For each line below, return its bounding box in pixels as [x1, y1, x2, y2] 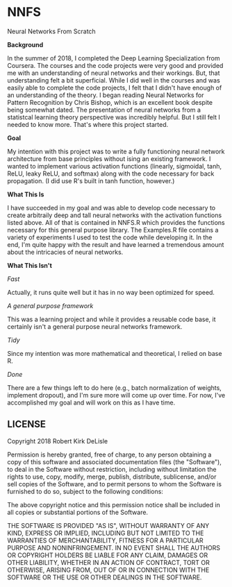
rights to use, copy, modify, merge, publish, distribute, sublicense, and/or [7, 473, 217, 481]
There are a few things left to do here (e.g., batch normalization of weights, [7, 383, 222, 392]
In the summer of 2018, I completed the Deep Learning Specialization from [7, 53, 220, 62]
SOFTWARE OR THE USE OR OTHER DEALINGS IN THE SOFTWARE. [7, 573, 202, 581]
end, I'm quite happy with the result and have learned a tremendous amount [7, 240, 224, 248]
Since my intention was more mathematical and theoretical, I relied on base [7, 349, 222, 357]
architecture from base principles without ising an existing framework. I [7, 154, 211, 163]
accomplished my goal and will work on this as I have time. [7, 398, 176, 407]
